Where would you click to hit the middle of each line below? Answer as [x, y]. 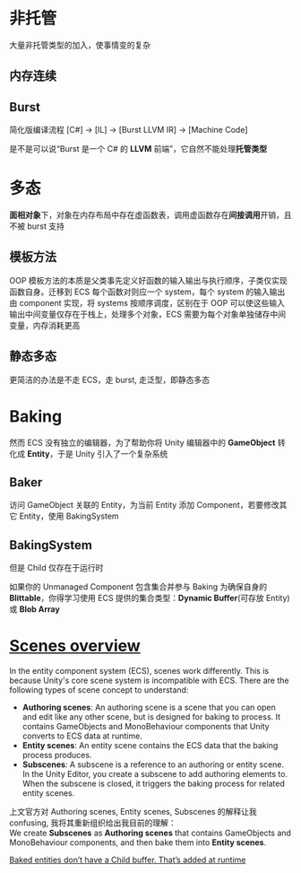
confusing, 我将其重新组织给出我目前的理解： [93, 823]
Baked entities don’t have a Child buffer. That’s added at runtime [128, 860]
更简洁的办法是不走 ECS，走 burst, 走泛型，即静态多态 [110, 380]
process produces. [57, 755]
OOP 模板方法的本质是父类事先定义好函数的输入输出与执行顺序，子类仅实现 [149, 280]
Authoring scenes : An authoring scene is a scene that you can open [149, 707]
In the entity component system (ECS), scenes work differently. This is [139, 671]
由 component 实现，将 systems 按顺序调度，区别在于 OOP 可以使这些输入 [147, 302]
